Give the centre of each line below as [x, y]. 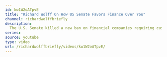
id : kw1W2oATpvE [22, 10]
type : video [17, 42]
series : [13, 33]
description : [19, 24]
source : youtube [22, 38]
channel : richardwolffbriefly [37, 19]
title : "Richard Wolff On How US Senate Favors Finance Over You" [75, 14]
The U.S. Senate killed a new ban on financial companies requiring [82, 28]
